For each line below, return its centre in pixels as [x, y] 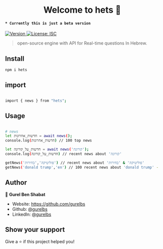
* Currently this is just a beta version [48, 23]
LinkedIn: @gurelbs [32, 214]
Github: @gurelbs [30, 209]
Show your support [35, 229]
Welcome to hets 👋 [82, 10]
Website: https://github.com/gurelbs [49, 204]
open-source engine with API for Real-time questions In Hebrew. [82, 43]
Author [16, 183]
